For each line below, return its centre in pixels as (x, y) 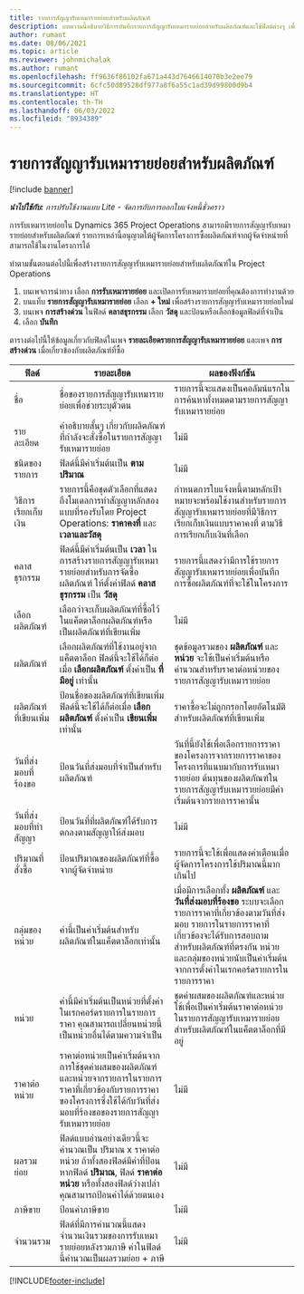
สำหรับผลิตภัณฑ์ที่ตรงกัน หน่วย (227, 947)
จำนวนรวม (33, 1241)
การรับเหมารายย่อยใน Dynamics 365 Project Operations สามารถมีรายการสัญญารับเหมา (150, 225)
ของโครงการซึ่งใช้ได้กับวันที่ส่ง (109, 1101)
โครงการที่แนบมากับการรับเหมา (227, 767)
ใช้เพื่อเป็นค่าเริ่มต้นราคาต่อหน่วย (228, 1007)
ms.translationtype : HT (54, 93)
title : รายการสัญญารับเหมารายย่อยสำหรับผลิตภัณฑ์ (80, 18)
